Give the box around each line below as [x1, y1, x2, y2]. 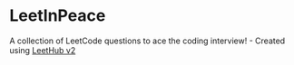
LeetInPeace [9, 5, 106, 26]
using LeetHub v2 [9, 44, 76, 55]
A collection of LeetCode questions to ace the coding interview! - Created [9, 35, 286, 46]
